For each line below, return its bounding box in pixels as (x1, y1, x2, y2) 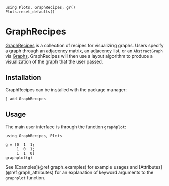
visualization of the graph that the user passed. (5, 58, 103, 65)
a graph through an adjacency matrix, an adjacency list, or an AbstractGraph (5, 48, 163, 54)
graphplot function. (5, 175, 45, 181)
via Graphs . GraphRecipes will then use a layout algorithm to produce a (5, 53, 153, 59)
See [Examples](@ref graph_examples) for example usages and (5, 164, 138, 170)
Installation (5, 73, 41, 82)
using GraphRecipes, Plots (5, 134, 62, 139)
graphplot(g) (5, 155, 33, 161)
